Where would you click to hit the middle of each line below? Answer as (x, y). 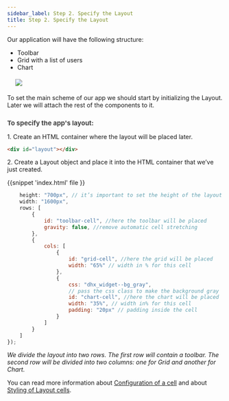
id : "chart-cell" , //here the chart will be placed (144, 297)
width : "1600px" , (44, 202)
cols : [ (55, 246)
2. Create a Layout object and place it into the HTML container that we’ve (110, 162)
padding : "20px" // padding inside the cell (133, 310)
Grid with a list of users (50, 60)
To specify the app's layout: (50, 123)
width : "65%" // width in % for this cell (130, 265)
